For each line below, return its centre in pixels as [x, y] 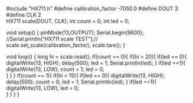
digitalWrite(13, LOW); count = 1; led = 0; [55, 69]
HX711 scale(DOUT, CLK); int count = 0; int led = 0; [68, 21]
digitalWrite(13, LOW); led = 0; [43, 88]
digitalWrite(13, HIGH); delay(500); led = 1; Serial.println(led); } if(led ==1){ [96, 63]
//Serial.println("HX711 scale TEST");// [52, 39]
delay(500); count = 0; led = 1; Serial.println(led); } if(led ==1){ [81, 82]
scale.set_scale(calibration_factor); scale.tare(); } [66, 45]
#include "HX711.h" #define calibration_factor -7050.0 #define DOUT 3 [92, 9]
